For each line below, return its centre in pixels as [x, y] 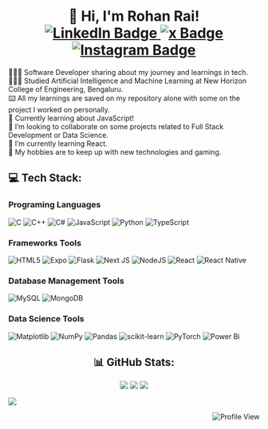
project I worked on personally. [59, 109]
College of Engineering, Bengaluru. [66, 89]
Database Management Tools [67, 281]
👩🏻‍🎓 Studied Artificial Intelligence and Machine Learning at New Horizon [128, 81]
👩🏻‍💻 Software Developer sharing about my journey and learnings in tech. [128, 72]
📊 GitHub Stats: [134, 362]
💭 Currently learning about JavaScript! [71, 118]
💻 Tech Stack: [45, 178]
